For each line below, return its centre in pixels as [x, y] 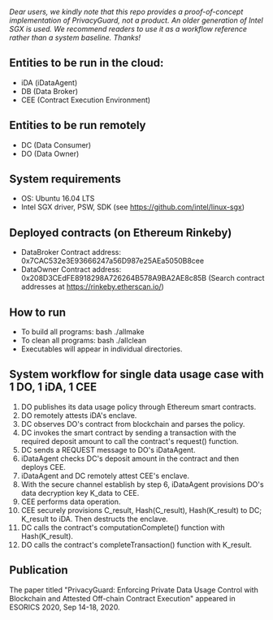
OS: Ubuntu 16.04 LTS [58, 199]
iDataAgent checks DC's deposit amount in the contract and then [130, 459]
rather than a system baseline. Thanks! [75, 37]
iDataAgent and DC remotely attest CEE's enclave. [105, 476]
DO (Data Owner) [50, 153]
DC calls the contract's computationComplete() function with [123, 527]
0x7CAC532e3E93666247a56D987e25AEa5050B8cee [113, 261]
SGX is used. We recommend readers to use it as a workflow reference [128, 29]
